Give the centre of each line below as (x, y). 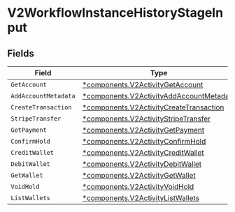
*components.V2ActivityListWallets (141, 198)
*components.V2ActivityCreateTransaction (153, 107)
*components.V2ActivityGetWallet (139, 175)
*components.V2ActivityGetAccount (143, 85)
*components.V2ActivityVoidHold (138, 187)
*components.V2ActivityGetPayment (143, 130)
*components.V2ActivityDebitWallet (142, 164)
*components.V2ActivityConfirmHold (144, 141)
